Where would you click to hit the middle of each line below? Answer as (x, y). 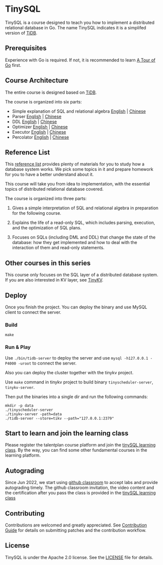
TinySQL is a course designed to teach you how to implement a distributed (80, 22)
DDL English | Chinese (35, 121)
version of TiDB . (21, 33)
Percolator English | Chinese (40, 137)
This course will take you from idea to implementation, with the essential (77, 184)
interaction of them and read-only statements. (58, 248)
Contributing (25, 513)
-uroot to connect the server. (47, 363)
